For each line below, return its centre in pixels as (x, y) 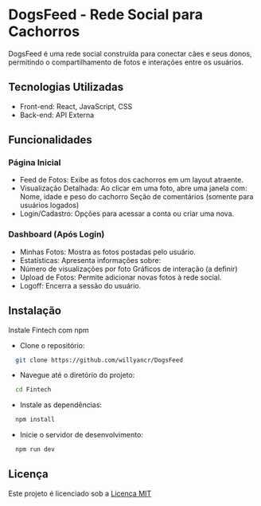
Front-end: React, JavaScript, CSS (76, 106)
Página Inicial (35, 163)
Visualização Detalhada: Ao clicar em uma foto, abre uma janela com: (133, 188)
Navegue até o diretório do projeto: (77, 375)
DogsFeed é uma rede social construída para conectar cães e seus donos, (130, 53)
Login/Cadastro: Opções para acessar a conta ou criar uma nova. (127, 214)
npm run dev (35, 449)
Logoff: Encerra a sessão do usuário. (80, 285)
